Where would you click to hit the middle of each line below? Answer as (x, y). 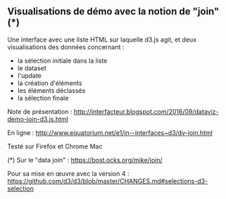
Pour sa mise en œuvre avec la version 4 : (68, 173)
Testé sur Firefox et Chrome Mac (55, 146)
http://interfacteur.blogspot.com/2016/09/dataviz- (146, 111)
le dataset (32, 68)
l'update (30, 75)
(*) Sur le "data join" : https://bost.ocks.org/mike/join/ (85, 160)
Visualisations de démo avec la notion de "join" (113, 12)
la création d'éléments (50, 83)
